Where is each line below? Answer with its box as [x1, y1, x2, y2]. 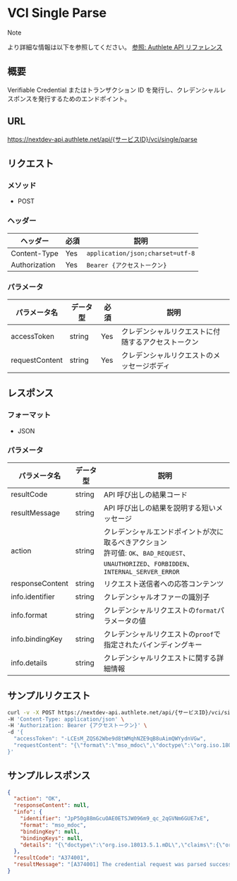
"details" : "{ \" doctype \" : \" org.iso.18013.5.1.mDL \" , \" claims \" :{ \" [20, 841, 226, 849]
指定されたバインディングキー [103, 640, 202, 649]
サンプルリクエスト [7, 690, 91, 702]
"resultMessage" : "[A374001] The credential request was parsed [13, 861, 207, 868]
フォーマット [7, 410, 51, 420]
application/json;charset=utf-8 [86, 249, 195, 257]
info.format [11, 610, 48, 620]
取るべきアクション [103, 537, 167, 547]
